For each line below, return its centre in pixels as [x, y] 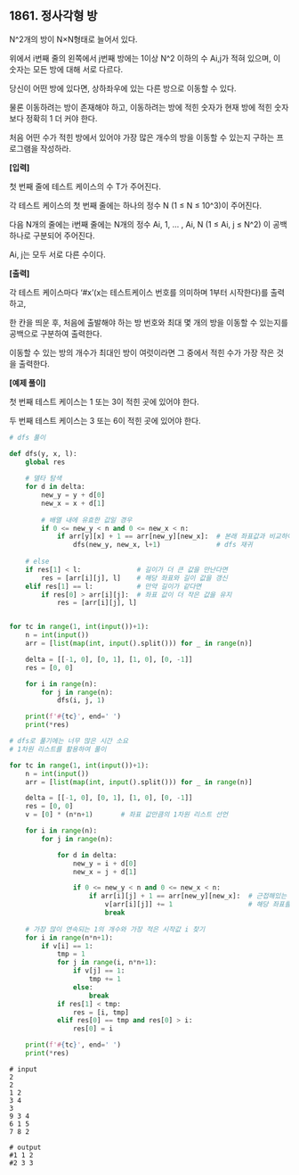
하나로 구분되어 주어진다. [52, 236]
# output [25, 1147]
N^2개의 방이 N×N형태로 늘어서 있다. [73, 39]
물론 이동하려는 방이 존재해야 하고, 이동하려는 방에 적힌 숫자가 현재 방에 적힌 [141, 107]
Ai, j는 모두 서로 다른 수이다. [58, 254]
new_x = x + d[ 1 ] [73, 503]
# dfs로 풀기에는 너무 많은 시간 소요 [69, 741]
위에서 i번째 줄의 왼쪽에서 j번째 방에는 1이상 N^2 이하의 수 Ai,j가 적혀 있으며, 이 [145, 58]
